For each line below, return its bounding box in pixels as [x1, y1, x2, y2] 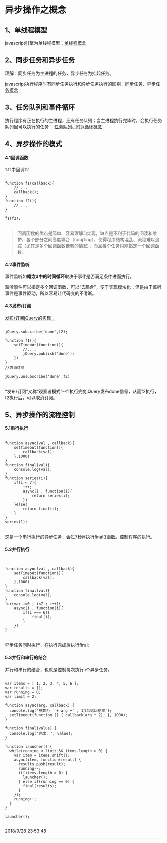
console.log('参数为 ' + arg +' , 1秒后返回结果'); [9, 708, 112, 713]
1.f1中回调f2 [5, 167, 29, 173]
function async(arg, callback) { [5, 703, 75, 708]
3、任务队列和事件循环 [5, 103, 75, 112]
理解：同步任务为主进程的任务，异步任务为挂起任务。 [5, 70, 114, 76]
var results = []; [5, 685, 43, 690]
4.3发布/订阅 [5, 303, 31, 309]
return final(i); [23, 506, 59, 512]
